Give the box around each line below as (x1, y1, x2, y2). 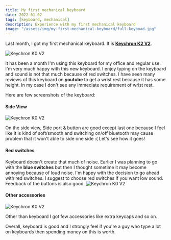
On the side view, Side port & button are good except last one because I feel (5, 125, 165, 131)
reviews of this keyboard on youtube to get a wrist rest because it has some (5, 77, 166, 83)
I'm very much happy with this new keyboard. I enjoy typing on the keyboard (5, 66, 166, 72)
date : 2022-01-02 (5, 12, 42, 17)
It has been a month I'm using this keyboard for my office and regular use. (5, 60, 161, 66)
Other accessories (5, 192, 45, 198)
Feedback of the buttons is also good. (5, 180, 85, 186)
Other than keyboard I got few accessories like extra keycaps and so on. (5, 213, 157, 220)
